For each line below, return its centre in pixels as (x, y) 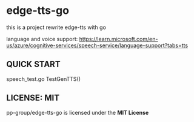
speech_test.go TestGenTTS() (43, 79)
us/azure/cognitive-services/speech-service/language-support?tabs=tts (97, 45)
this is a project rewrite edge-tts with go (56, 27)
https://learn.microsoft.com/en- (119, 39)
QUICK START (33, 64)
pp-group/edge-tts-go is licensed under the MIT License (78, 112)
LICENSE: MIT (33, 98)
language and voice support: (42, 39)
